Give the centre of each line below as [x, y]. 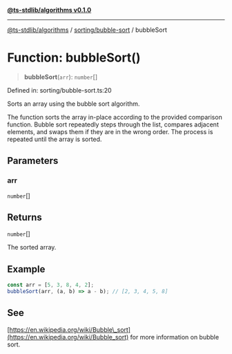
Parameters [33, 161]
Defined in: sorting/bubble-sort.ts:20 [59, 90]
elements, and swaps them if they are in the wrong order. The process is [110, 131]
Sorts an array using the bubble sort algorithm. [74, 104]
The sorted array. [32, 248]
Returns [25, 217]
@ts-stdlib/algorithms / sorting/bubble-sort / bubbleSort [87, 30]
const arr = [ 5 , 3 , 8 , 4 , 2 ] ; [51, 285]
